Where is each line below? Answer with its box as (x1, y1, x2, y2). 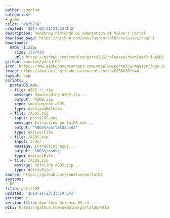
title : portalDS (5, 186, 39, 191)
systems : (5, 177, 24, 182)
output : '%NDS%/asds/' (14, 149, 62, 154)
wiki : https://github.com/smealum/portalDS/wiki (5, 205, 110, 210)
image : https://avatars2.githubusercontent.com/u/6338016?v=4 (5, 69, 139, 74)
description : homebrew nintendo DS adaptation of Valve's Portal (5, 31, 146, 36)
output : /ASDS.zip (14, 97, 53, 102)
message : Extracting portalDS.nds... (14, 120, 94, 125)
